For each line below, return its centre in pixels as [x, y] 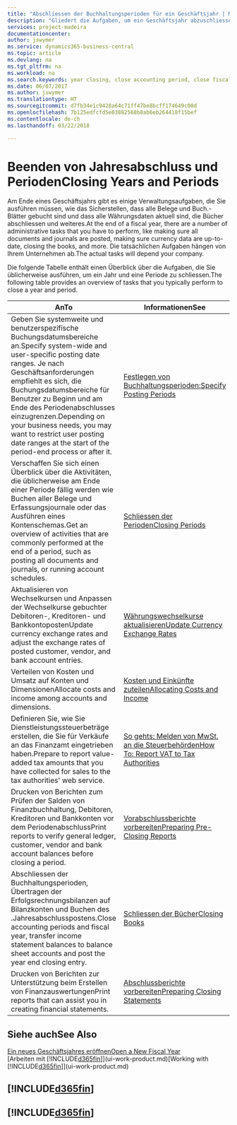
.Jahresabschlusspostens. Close [63, 918]
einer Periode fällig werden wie [62, 490]
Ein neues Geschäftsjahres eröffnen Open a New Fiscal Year [94, 1052]
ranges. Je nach [38, 363]
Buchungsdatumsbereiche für [60, 390]
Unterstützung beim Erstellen [59, 983]
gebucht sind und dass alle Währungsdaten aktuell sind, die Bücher [126, 216]
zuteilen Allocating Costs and [171, 690]
